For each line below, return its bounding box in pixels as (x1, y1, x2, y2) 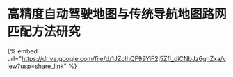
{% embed (7, 46, 38, 55)
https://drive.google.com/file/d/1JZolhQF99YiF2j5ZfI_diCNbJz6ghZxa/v (21, 54, 227, 62)
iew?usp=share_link (7, 62, 64, 70)
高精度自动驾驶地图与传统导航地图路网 (7, 6, 227, 22)
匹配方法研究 (7, 24, 81, 40)
